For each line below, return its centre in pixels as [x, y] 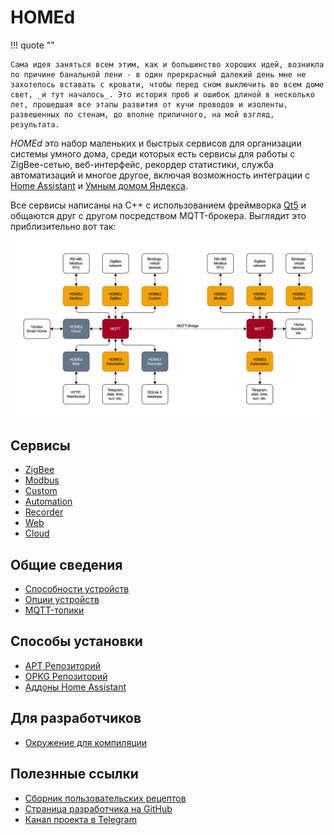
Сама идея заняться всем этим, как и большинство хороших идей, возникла [167, 64]
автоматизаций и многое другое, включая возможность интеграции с [160, 175]
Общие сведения [66, 564]
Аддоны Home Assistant [75, 687]
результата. [35, 124]
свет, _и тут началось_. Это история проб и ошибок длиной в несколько [162, 94]
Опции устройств [62, 600]
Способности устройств [77, 589]
